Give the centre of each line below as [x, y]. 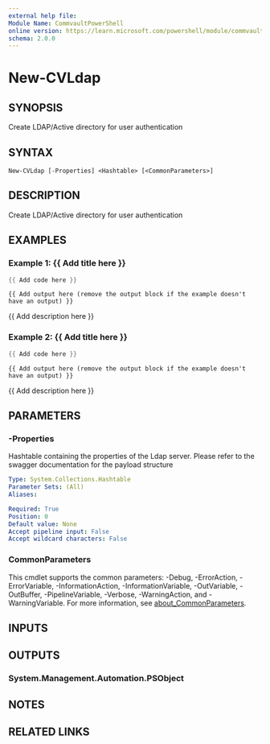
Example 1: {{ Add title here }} [67, 263]
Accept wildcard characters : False [68, 539]
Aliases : [23, 495]
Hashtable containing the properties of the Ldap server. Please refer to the [131, 457]
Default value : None [43, 524]
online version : [35, 31]
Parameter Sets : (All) [46, 487]
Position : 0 [28, 516]
